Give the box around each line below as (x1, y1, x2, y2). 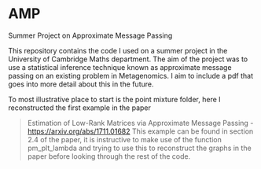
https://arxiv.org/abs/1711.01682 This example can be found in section (27, 127, 254, 136)
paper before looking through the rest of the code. (27, 151, 191, 161)
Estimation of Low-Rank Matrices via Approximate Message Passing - (27, 118, 254, 127)
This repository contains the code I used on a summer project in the (8, 46, 228, 55)
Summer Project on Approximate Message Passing (8, 31, 173, 40)
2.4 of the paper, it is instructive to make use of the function (27, 134, 222, 144)
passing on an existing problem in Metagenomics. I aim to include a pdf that (8, 71, 254, 80)
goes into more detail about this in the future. (8, 79, 154, 89)
